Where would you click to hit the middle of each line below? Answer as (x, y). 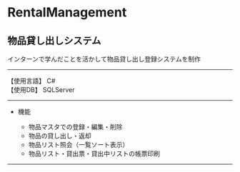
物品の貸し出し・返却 (60, 136)
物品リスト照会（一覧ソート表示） (79, 145)
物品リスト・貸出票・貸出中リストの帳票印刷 (94, 153)
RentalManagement (67, 12)
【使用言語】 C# (31, 81)
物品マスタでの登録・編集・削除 (75, 127)
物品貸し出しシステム (54, 40)
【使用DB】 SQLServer (41, 90)
